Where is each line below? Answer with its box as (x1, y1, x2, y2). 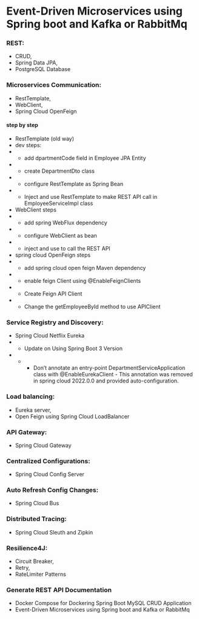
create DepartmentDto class (24, 167, 95, 175)
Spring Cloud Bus (15, 500, 59, 507)
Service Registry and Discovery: (6, 318, 104, 327)
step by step (6, 122, 38, 129)
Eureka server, (15, 406, 52, 413)
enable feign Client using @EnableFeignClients (24, 277, 141, 284)
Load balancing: (6, 392, 55, 401)
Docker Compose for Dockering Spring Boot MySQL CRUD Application (15, 600, 192, 607)
